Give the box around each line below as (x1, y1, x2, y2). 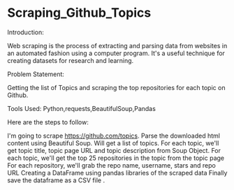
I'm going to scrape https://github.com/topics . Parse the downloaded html (7, 131, 220, 140)
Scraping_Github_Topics (7, 5, 152, 21)
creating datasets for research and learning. (7, 56, 134, 64)
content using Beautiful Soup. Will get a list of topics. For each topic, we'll (7, 138, 219, 147)
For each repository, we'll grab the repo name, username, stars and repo (7, 161, 217, 169)
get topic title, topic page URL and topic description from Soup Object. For (7, 146, 221, 154)
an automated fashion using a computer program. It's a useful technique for (7, 49, 226, 57)
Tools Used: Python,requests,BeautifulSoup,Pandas (7, 104, 156, 112)
